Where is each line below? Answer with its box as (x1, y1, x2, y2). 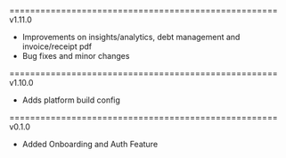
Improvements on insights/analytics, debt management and (21, 32, 241, 42)
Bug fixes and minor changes (21, 51, 130, 61)
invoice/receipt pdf (21, 41, 93, 52)
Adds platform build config (21, 95, 120, 105)
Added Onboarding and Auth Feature (21, 139, 159, 149)
